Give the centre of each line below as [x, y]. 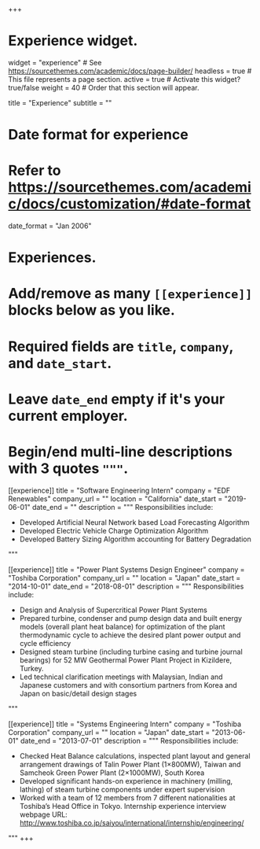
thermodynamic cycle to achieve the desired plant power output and [130, 635]
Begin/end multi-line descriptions [121, 452]
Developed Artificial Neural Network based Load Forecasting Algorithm [134, 522]
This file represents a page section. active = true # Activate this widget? [125, 79]
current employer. [68, 416]
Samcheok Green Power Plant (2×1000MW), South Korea [112, 773]
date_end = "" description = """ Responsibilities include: [123, 507]
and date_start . [60, 363]
